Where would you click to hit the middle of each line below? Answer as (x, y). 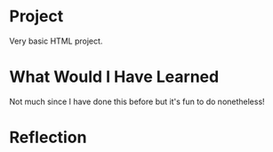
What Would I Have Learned (114, 77)
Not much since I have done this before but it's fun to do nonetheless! (137, 101)
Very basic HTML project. (56, 41)
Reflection (48, 137)
